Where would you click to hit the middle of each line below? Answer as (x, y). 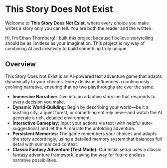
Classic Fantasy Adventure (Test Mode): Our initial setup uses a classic (87, 149)
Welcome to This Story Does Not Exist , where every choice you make (77, 23)
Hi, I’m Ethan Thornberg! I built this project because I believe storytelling (79, 38)
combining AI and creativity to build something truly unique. (67, 48)
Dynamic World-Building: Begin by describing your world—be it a (80, 107)
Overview (21, 64)
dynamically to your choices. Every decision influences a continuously (77, 81)
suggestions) (26, 128)
